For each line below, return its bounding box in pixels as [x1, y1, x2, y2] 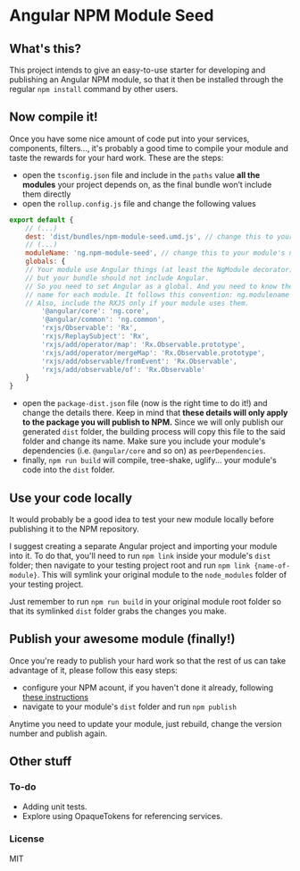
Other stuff [9, 754, 72, 769]
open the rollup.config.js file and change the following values [21, 198, 256, 208]
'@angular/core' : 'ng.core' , [41, 307, 150, 316]
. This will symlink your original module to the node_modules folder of [37, 570, 287, 579]
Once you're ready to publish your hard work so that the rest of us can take [9, 655, 287, 666]
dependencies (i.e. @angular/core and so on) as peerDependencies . [21, 445, 266, 456]
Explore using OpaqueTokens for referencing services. [21, 810, 223, 821]
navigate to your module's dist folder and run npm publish [21, 701, 237, 712]
